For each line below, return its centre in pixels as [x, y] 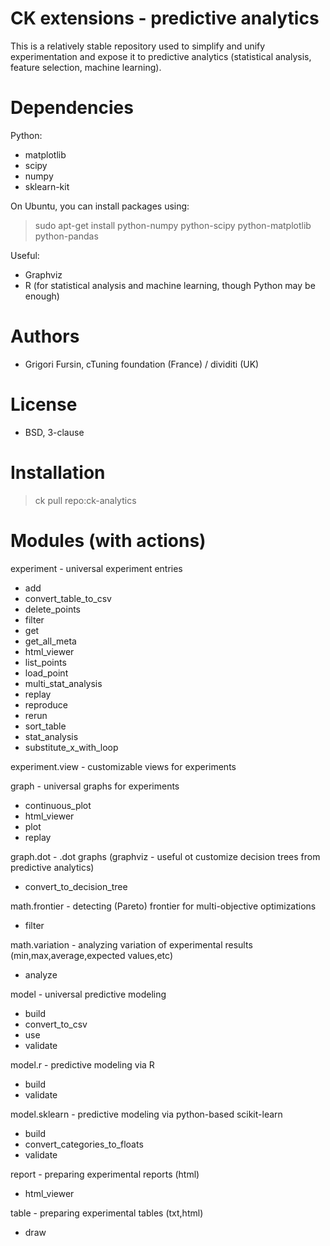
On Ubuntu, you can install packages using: [100, 206]
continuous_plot [58, 805]
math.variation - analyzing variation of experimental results [131, 944]
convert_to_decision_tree [76, 886]
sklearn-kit [47, 186]
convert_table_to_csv [68, 598]
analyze [41, 974]
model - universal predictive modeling [88, 994]
